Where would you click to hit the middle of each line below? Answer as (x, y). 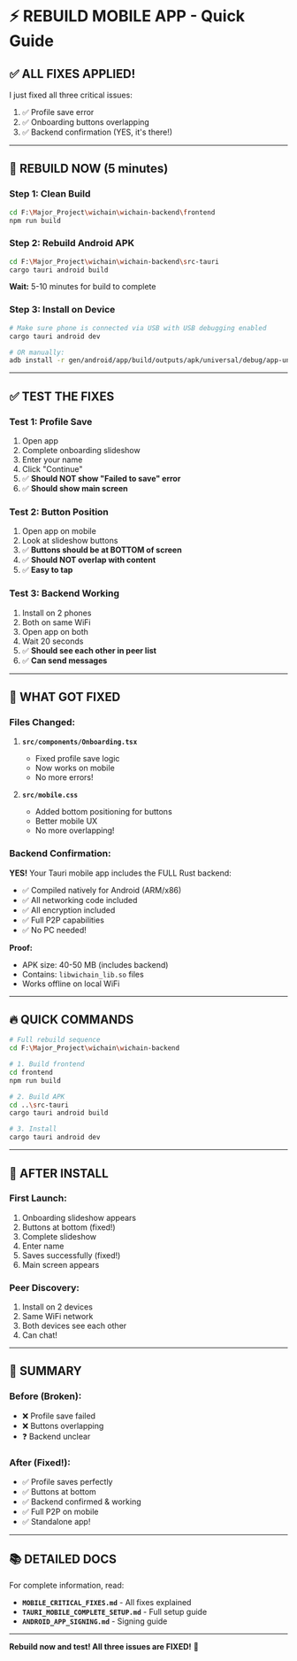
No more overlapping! (75, 830)
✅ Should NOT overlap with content (89, 560)
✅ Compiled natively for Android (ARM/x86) (102, 890)
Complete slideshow (59, 1236)
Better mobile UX (66, 821)
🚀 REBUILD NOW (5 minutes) (89, 169)
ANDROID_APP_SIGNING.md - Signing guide (95, 1621)
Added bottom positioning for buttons (103, 812)
